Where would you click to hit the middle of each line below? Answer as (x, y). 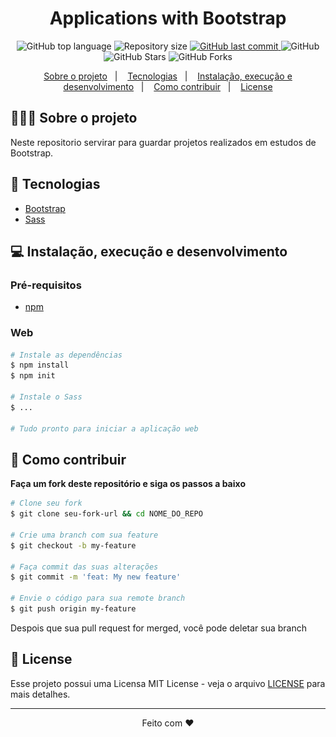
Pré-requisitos (46, 285)
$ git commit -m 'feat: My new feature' (96, 577)
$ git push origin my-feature (73, 609)
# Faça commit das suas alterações (84, 567)
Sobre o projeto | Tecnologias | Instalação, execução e (168, 76)
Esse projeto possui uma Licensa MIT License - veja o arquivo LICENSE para (168, 683)
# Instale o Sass (46, 397)
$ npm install (40, 365)
